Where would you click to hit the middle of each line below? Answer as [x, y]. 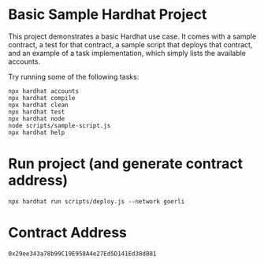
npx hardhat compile [42, 98]
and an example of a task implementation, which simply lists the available [127, 53]
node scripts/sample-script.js [59, 125]
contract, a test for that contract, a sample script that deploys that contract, [130, 44]
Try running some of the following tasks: [74, 76]
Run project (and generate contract [125, 164]
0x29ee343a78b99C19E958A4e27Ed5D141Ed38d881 [82, 254]
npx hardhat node [37, 119]
